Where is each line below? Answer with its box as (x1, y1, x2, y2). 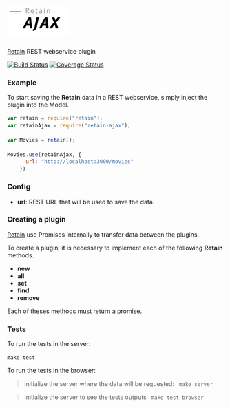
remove (17, 293, 40, 301)
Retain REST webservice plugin (7, 47, 96, 55)
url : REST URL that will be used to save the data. (17, 197, 155, 206)
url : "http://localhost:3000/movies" (25, 158, 134, 165)
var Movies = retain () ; (7, 136, 76, 143)
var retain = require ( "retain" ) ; (7, 115, 103, 122)
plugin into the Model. (7, 100, 70, 109)
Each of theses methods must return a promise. (7, 307, 143, 315)
